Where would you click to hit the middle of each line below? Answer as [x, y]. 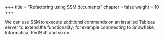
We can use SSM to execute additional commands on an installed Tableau [80, 22]
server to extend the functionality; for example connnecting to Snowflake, [80, 27]
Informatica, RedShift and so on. [38, 32]
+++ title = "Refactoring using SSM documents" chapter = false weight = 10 [82, 7]
